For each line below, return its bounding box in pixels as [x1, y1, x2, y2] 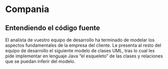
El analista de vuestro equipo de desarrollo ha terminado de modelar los [5, 37, 155, 43]
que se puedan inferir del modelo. [5, 58, 76, 64]
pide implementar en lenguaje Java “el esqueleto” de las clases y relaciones [5, 53, 163, 59]
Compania [5, 4, 49, 15]
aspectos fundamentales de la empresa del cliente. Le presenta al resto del [5, 42, 161, 48]
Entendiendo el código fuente [5, 24, 100, 32]
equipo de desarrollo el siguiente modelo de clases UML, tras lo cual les [5, 48, 155, 53]
